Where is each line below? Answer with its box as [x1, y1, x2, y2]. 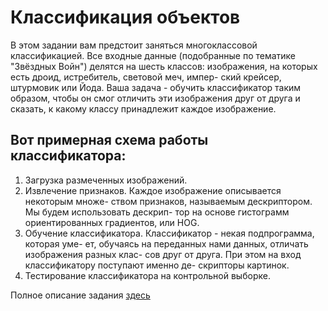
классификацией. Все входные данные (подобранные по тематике [10, 49, 297, 61]
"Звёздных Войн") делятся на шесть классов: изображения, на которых [10, 60, 318, 72]
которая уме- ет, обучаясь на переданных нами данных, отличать [24, 237, 309, 250]
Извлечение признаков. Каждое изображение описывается [24, 184, 282, 196]
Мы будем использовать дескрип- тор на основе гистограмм [24, 206, 290, 218]
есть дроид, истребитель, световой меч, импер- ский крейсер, [10, 71, 282, 83]
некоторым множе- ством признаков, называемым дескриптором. [24, 195, 313, 207]
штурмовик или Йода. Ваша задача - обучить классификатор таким [10, 81, 302, 93]
